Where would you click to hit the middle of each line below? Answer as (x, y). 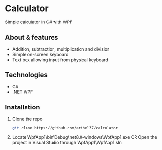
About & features (32, 37)
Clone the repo (27, 119)
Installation (23, 107)
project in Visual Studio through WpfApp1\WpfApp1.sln (67, 143)
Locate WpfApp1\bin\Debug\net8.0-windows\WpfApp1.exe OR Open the (84, 137)
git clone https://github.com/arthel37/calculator (65, 128)
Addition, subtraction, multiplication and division (61, 49)
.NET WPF (23, 92)
